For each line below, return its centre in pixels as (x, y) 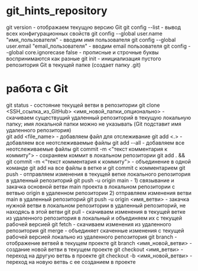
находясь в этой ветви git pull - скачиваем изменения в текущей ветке (96, 211)
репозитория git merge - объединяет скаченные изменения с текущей (95, 230)
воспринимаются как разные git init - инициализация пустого (84, 58)
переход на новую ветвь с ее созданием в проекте (71, 262)
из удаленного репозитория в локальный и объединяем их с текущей (94, 218)
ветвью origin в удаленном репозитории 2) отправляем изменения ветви (99, 192)
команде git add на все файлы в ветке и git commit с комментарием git (96, 168)
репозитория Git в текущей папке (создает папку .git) (74, 65)
